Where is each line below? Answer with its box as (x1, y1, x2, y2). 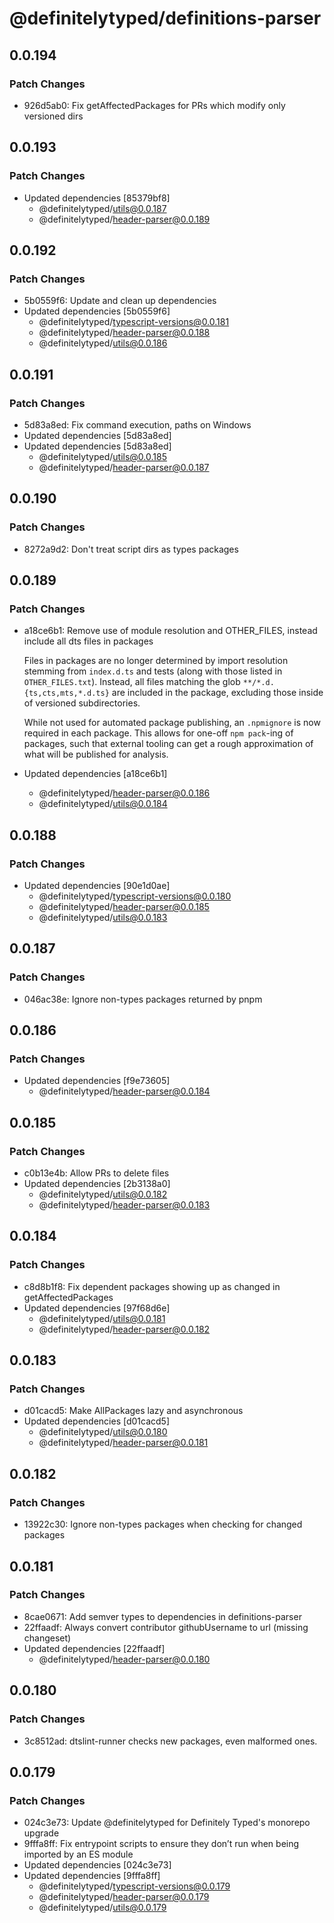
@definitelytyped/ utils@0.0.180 (38, 1426, 168, 1438)
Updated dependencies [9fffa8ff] (23, 1870, 161, 1882)
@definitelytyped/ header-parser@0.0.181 (38, 1437, 209, 1449)
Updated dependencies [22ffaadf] (23, 1642, 166, 1654)
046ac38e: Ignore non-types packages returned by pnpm (23, 993, 263, 1005)
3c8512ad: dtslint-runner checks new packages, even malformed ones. (23, 1735, 318, 1747)
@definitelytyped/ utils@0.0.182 (38, 1188, 168, 1201)
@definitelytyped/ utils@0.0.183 (38, 912, 168, 923)
